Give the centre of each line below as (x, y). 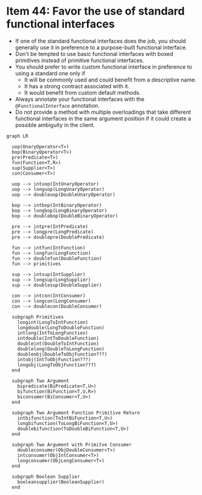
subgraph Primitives (38, 317)
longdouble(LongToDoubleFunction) (61, 327)
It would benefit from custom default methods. (82, 92)
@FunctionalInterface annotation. (57, 105)
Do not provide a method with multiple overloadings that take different (103, 112)
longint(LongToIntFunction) (53, 322)
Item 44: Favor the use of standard (96, 11)
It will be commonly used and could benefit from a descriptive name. (110, 80)
